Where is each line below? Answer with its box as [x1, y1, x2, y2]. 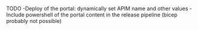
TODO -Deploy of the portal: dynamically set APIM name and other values [6, 5, 188, 12]
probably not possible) [6, 18, 62, 24]
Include [6, 11, 25, 18]
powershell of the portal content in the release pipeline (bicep [26, 11, 178, 18]
